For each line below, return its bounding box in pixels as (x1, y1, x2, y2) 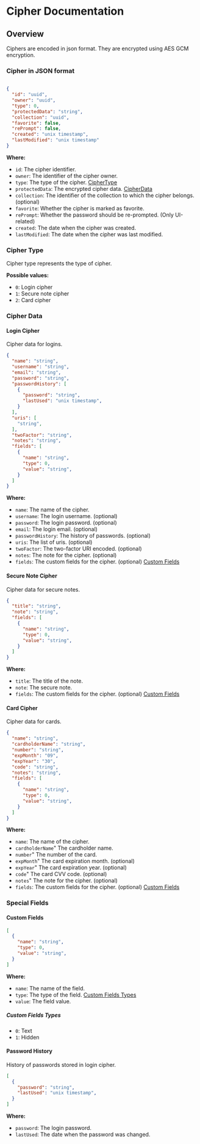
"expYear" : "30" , (12, 758, 56, 764)
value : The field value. (15, 997, 71, 1005)
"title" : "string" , (12, 603, 62, 609)
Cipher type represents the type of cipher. (6, 260, 112, 267)
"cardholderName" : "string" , (12, 741, 86, 748)
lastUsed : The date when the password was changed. (15, 1131, 151, 1138)
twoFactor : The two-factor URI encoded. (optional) (15, 545, 142, 552)
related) (15, 217, 35, 225)
